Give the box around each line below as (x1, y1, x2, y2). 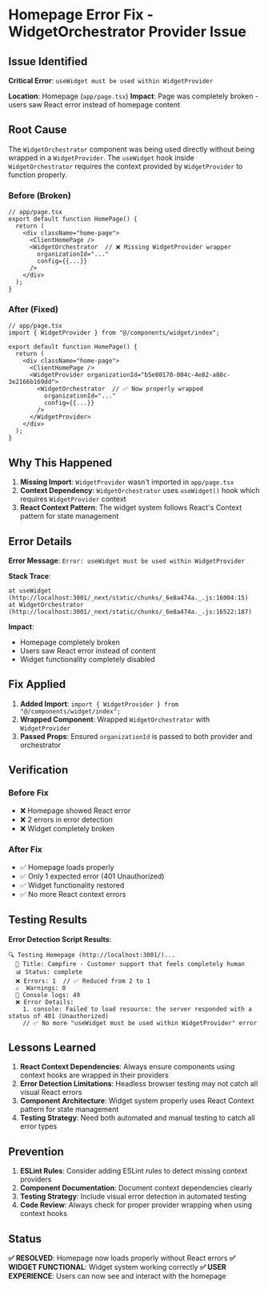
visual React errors (19, 1088, 82, 1097)
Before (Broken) (8, 190, 72, 201)
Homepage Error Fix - (8, 6, 154, 24)
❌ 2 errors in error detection (19, 814, 114, 824)
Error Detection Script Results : (8, 934, 112, 944)
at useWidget (8, 587, 52, 595)
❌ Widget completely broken (19, 823, 114, 833)
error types (19, 1121, 58, 1131)
